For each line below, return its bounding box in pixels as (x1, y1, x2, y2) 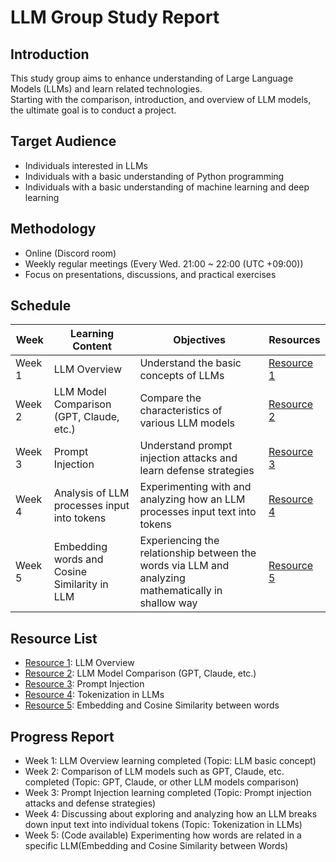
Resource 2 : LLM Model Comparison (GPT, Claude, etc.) (24, 667, 257, 680)
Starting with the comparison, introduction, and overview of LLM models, (10, 94, 312, 105)
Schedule (10, 297, 72, 315)
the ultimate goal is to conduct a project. (10, 104, 177, 116)
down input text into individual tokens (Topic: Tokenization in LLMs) (24, 819, 303, 831)
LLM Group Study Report (10, 6, 220, 29)
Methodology (10, 221, 97, 238)
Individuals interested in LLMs (24, 159, 148, 171)
